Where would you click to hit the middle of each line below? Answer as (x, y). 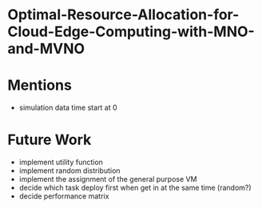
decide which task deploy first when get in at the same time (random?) (135, 188)
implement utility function (61, 163)
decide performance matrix (64, 196)
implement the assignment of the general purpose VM (108, 179)
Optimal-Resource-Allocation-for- (123, 15)
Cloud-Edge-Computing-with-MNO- (131, 32)
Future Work (50, 140)
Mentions (40, 85)
